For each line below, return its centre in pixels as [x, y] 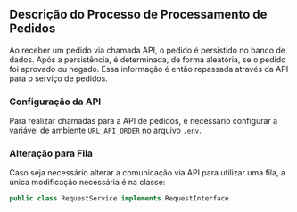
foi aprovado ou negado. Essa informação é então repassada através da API [149, 69]
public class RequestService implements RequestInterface [119, 199]
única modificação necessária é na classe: [87, 183]
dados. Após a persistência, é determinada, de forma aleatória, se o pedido [148, 59]
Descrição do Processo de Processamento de [138, 15]
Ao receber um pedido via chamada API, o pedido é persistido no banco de [147, 50]
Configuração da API [55, 102]
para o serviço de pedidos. [59, 78]
